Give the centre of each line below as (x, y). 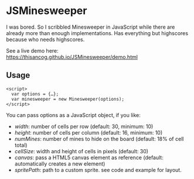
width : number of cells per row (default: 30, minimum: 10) (84, 126)
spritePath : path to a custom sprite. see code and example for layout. (98, 170)
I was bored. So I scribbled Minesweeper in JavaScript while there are (91, 27)
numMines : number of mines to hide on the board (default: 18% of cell (99, 139)
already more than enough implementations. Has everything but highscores (97, 33)
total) (21, 145)
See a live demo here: (32, 50)
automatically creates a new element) (60, 163)
